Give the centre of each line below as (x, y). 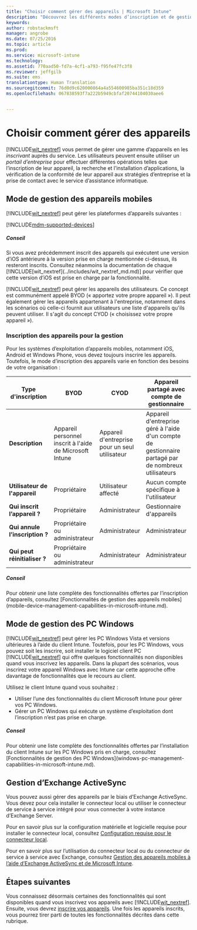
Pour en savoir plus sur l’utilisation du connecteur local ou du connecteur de (98, 851)
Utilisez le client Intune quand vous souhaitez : (62, 687)
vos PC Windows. (36, 705)
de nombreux (164, 465)
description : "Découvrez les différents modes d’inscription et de (90, 17)
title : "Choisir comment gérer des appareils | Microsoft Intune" (89, 11)
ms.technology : (25, 61)
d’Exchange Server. (30, 816)
